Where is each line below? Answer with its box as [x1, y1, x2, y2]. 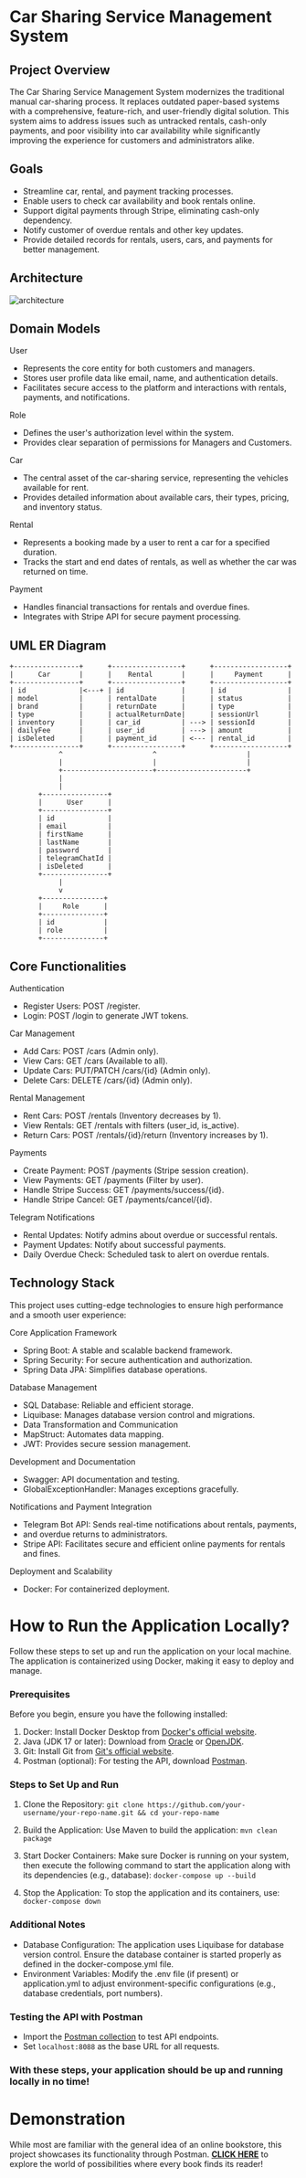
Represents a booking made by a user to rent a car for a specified [22, 537, 270, 548]
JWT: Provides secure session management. [22, 1438, 192, 1449]
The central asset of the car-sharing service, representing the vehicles [22, 472, 290, 483]
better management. [22, 244, 100, 255]
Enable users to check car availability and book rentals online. [22, 195, 256, 206]
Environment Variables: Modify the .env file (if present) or [22, 1968, 239, 1979]
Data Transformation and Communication [22, 1419, 178, 1430]
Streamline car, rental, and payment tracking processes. [22, 185, 234, 196]
